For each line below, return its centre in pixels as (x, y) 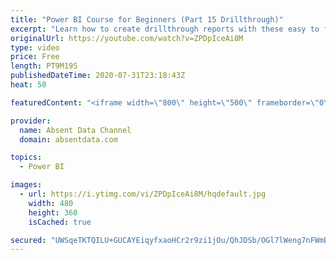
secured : (28, 240)
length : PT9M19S (44, 66)
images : (26, 185)
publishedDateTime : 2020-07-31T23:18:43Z (98, 76)
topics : (26, 157)
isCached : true (60, 222)
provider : (31, 121)
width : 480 (51, 203)
